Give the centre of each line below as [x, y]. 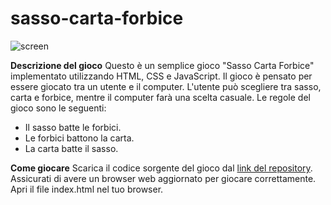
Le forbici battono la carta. [79, 138]
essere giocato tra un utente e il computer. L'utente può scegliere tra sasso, [166, 86]
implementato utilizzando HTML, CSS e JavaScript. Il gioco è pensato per [161, 76]
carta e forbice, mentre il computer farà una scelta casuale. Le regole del [160, 97]
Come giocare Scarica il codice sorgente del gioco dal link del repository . [161, 168]
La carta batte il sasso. [71, 148]
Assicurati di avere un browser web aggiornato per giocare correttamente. [163, 178]
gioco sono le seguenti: [58, 108]
